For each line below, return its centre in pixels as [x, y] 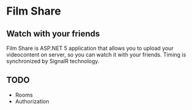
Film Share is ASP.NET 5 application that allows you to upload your [90, 48]
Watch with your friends [53, 34]
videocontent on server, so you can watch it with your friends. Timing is [96, 55]
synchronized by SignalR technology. [53, 61]
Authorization [32, 101]
